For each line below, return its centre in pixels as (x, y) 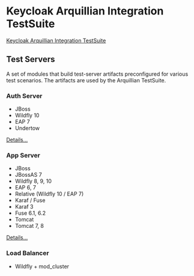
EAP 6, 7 (25, 188)
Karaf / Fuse (30, 200)
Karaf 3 (24, 207)
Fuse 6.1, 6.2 (30, 213)
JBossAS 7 (28, 175)
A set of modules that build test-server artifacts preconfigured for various (97, 74)
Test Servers (31, 59)
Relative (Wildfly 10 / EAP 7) (49, 194)
